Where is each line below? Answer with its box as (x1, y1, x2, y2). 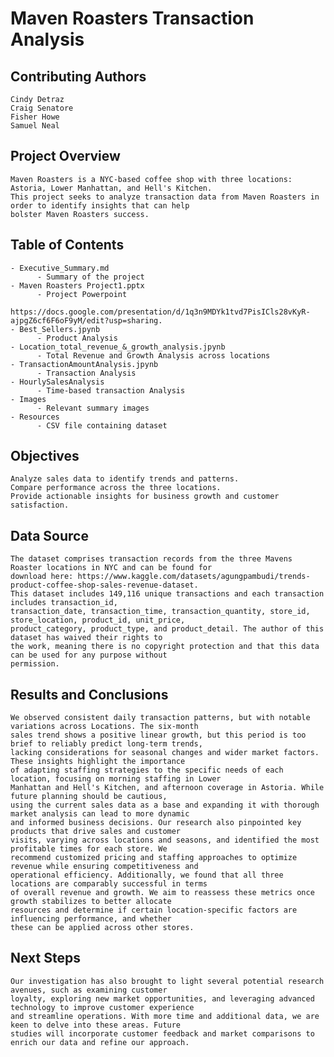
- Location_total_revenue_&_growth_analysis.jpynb (10, 342, 226, 352)
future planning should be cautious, (10, 792, 168, 802)
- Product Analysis (36, 333, 118, 343)
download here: (10, 572, 74, 582)
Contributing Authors (10, 68, 147, 85)
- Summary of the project (36, 272, 145, 282)
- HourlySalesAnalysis (10, 377, 105, 387)
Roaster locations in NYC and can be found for (10, 563, 213, 573)
